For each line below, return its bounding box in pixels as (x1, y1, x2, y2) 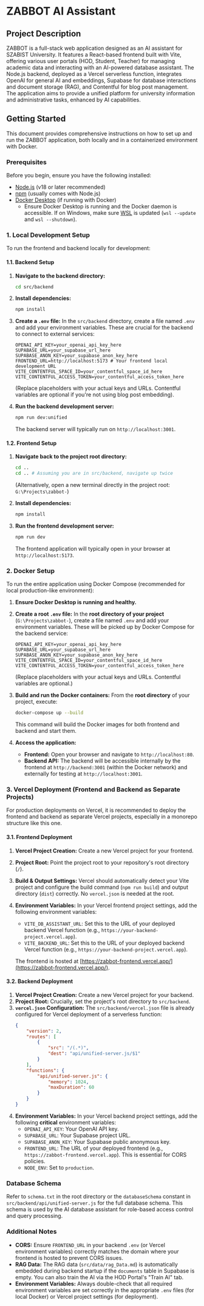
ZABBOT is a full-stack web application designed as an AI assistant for (6, 44, 183, 52)
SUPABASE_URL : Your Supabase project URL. (24, 1131, 131, 1139)
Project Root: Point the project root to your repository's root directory (15, 859, 189, 866)
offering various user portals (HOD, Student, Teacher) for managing (6, 58, 175, 64)
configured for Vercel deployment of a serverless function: (15, 1010, 162, 1018)
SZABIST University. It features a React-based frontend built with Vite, (6, 51, 182, 58)
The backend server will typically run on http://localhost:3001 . (15, 426, 176, 433)
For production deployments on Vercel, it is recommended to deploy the (6, 806, 186, 814)
